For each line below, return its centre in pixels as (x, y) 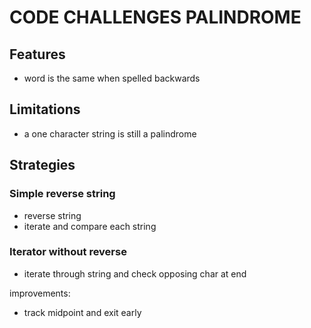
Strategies (42, 165)
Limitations (45, 109)
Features (37, 54)
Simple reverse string (62, 194)
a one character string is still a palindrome (110, 133)
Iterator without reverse (68, 252)
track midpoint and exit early (82, 312)
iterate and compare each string (90, 226)
